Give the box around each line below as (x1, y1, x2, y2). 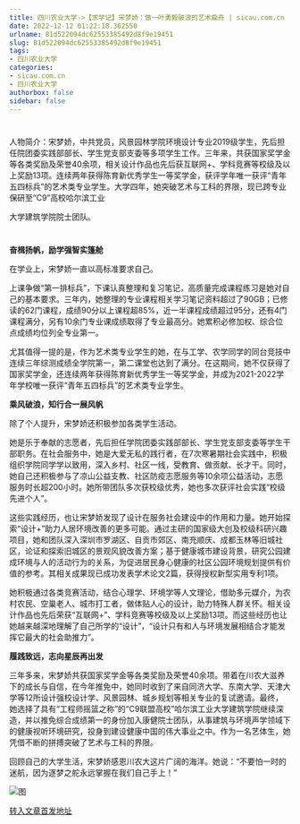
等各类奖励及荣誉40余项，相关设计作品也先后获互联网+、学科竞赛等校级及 (9, 159, 283, 169)
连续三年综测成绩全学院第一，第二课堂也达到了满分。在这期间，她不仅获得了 (9, 357, 291, 368)
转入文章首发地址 (9, 805, 72, 816)
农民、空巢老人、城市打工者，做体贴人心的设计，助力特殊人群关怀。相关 (16, 597, 283, 609)
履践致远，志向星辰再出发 (9, 650, 104, 661)
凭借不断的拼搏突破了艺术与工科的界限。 (9, 736, 158, 748)
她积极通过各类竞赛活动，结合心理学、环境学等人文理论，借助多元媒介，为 (9, 587, 283, 597)
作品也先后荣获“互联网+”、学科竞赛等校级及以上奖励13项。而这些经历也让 (16, 609, 287, 620)
